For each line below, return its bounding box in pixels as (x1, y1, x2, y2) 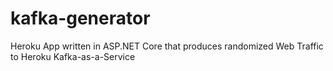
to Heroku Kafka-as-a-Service (10, 50, 136, 62)
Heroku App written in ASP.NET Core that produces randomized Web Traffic (10, 40, 324, 52)
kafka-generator (10, 7, 151, 30)
